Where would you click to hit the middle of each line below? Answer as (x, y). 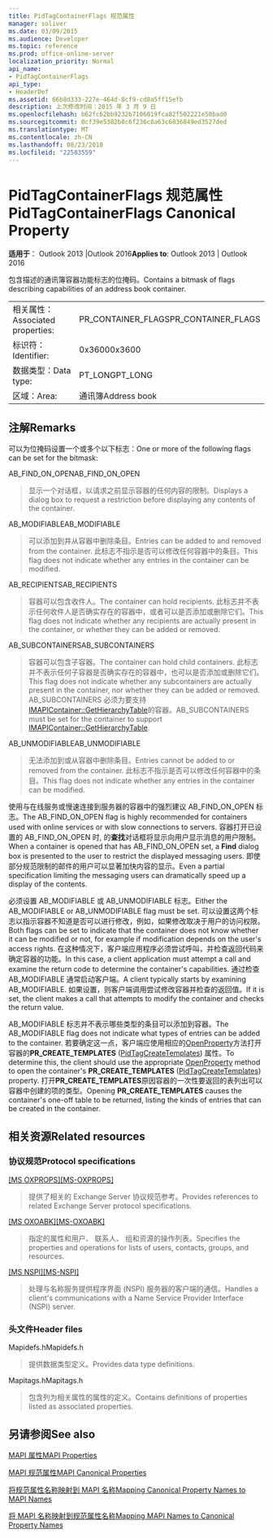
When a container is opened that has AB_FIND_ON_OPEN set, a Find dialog (134, 846)
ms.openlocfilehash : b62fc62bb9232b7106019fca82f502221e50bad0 (118, 115)
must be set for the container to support (95, 719)
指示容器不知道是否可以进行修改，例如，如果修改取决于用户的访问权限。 (143, 921)
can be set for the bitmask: (54, 458)
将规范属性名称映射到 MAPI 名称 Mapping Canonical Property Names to (127, 1490)
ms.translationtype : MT (49, 130)
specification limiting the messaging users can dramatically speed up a (127, 876)
